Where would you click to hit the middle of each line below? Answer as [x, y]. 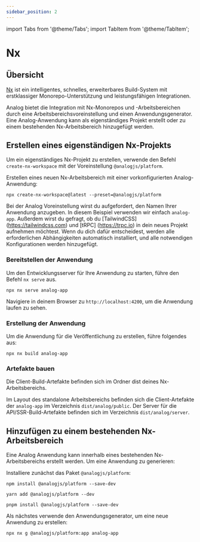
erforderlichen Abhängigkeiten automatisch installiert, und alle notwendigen [99, 238]
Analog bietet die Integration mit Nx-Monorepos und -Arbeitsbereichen [93, 107]
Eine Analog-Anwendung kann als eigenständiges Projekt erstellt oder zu [96, 120]
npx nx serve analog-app [37, 290]
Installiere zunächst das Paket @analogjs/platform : [69, 473]
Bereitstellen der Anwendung [50, 260]
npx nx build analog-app [37, 354]
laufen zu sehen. [27, 308]
